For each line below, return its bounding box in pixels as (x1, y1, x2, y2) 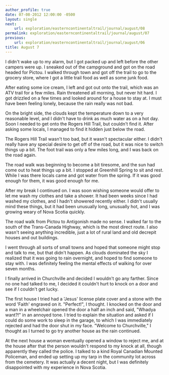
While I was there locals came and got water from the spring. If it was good (5, 172, 161, 178)
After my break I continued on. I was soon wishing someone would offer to (5, 187, 159, 194)
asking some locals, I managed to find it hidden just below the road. (5, 126, 145, 132)
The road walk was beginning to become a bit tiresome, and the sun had (5, 161, 155, 167)
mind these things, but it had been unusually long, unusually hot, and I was (5, 203, 160, 209)
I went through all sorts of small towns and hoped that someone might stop (5, 244, 160, 250)
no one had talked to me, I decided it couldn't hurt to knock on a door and (5, 280, 158, 287)
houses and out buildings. (5, 234, 59, 240)
